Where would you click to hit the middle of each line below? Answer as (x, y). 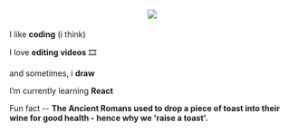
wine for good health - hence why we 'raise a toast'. (109, 118)
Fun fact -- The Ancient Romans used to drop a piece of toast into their (145, 108)
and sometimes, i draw (52, 73)
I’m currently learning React (61, 90)
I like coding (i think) (48, 34)
